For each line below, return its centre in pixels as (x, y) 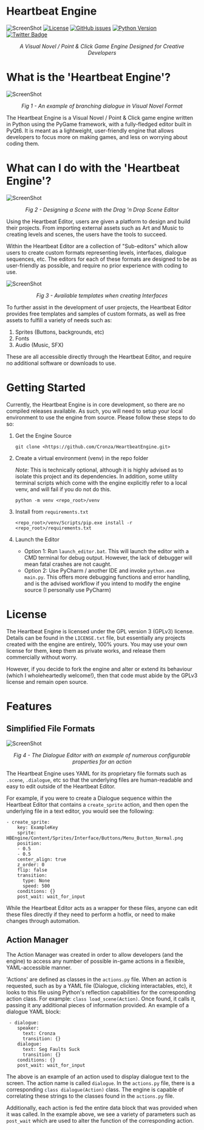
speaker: (28, 1028)
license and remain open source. (47, 681)
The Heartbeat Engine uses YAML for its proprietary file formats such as (97, 773)
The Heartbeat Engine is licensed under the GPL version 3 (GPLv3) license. (100, 631)
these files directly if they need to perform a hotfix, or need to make (91, 914)
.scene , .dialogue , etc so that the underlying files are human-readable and (100, 780)
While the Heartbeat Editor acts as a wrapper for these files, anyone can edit (102, 908)
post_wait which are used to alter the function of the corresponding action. (100, 1120)
